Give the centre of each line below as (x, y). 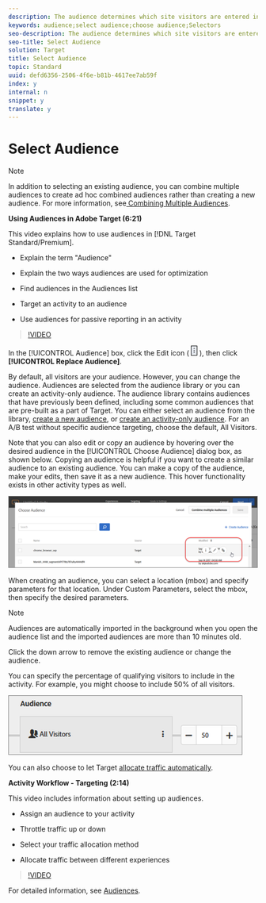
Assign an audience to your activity (77, 814)
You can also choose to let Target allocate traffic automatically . (111, 768)
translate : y (30, 109)
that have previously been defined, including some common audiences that (131, 402)
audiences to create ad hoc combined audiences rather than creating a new (132, 195)
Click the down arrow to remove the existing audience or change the (120, 652)
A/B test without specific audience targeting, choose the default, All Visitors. (133, 428)
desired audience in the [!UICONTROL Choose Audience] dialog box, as (125, 451)
